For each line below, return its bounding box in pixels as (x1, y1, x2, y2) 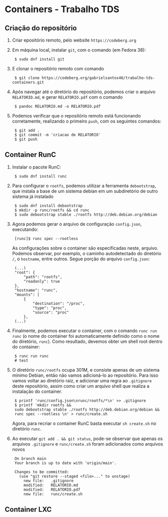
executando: (12, 226, 38, 232)
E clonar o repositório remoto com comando (12, 66, 104, 71)
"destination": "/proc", (32, 301, 85, 306)
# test (14, 358, 28, 363)
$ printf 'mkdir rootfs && (14, 403, 71, 408)
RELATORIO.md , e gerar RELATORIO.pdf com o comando (12, 94, 123, 100)
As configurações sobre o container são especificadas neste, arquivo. (12, 245, 159, 251)
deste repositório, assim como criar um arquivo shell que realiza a (12, 383, 150, 389)
